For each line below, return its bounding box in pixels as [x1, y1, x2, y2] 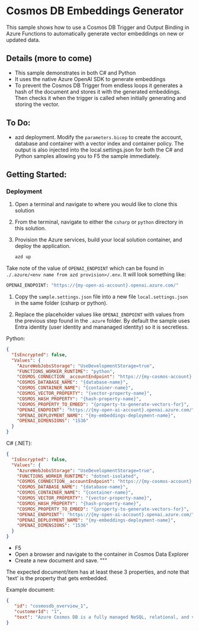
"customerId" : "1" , [14, 609, 62, 614]
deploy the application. [14, 243, 71, 250]
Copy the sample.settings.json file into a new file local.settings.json [14, 293, 188, 300]
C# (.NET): [6, 440, 33, 446]
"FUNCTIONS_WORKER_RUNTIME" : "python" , [17, 368, 115, 374]
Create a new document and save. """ [14, 557, 108, 564]
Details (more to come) [6, 53, 92, 63]
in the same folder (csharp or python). [14, 300, 108, 306]
